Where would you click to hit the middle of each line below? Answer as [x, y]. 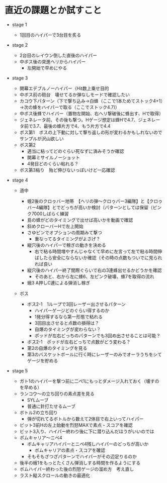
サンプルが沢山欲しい [41, 138]
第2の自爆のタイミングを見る [57, 348]
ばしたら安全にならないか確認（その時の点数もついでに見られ [98, 257]
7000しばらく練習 [50, 214]
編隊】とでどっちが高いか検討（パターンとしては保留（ [96, 207]
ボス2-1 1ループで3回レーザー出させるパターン [76, 304]
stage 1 [19, 24]
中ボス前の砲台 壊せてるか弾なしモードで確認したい [75, 94]
